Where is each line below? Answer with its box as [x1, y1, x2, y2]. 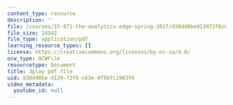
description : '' [7, 17, 54, 23]
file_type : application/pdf [7, 36, 89, 43]
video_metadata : [7, 81, 54, 88]
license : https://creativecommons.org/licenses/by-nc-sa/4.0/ [7, 49, 191, 56]
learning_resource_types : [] [7, 42, 92, 49]
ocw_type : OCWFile [7, 55, 60, 62]
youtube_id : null [13, 87, 64, 94]
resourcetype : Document [7, 61, 76, 68]
